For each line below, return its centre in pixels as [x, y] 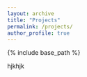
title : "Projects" [34, 20]
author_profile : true [39, 33]
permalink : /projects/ [40, 26]
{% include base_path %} [44, 53]
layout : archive [31, 14]
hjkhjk [16, 66]
